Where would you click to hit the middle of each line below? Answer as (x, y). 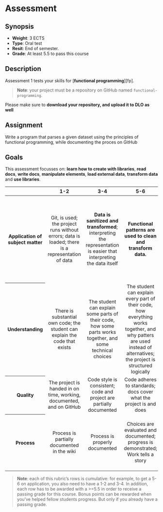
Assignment (24, 125)
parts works (103, 332)
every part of (140, 299)
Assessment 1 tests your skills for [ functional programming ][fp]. (70, 80)
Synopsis (19, 27)
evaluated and (140, 430)
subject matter (25, 242)
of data (64, 260)
